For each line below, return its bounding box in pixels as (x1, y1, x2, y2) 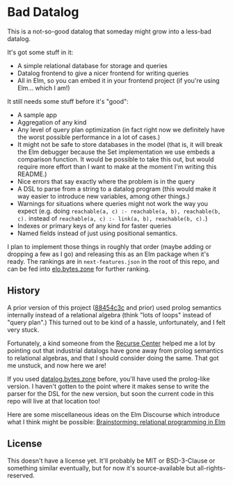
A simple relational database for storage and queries (17, 61, 168, 70)
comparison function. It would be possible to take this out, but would (17, 154, 214, 164)
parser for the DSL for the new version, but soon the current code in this (7, 389, 214, 397)
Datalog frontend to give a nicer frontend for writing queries (17, 69, 189, 77)
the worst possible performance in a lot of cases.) (17, 133, 161, 141)
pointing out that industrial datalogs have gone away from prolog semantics (7, 346, 224, 355)
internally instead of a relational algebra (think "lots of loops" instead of (7, 310, 212, 319)
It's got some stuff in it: (7, 48, 74, 56)
